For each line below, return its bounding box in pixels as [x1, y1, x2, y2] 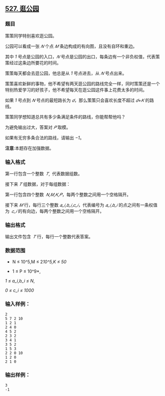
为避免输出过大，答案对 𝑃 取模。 [5, 124, 71, 130]
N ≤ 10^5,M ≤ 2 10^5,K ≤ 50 [12, 258, 67, 264]
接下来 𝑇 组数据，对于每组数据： [5, 181, 71, 187]
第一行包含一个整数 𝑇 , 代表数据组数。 [5, 170, 82, 176]
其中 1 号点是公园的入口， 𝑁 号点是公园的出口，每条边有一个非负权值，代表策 [5, 54, 160, 59]
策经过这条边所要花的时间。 [5, 59, 61, 65]
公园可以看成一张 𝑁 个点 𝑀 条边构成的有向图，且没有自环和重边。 [5, 43, 137, 49]
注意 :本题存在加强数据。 [5, 145, 54, 151]
